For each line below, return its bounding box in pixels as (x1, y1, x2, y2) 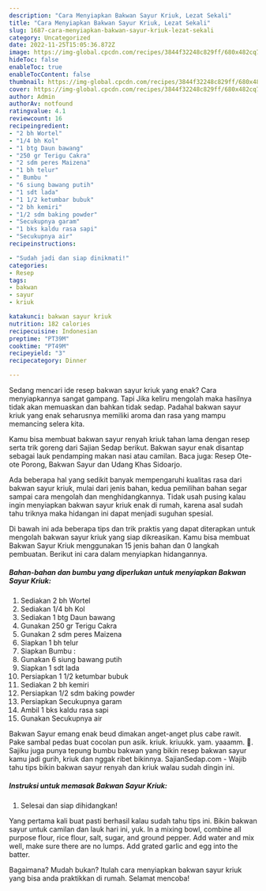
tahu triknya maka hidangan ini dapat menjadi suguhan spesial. (9, 508, 214, 518)
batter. (9, 849, 31, 859)
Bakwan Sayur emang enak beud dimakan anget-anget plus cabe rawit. (9, 729, 242, 738)
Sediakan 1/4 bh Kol (20, 604, 85, 614)
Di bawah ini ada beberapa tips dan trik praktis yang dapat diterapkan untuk (9, 524, 256, 533)
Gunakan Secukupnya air (20, 714, 103, 723)
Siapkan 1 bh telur (20, 638, 79, 647)
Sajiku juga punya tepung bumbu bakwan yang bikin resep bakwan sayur (9, 745, 247, 755)
